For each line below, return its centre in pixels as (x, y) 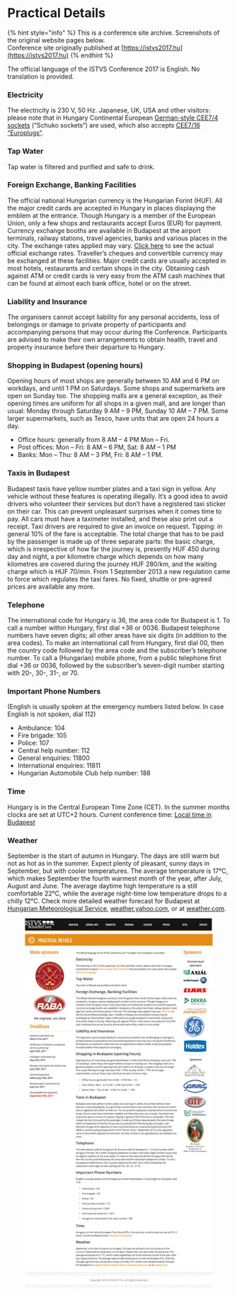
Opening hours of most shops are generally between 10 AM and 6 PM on (113, 381)
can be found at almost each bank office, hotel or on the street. (99, 283)
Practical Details (57, 13)
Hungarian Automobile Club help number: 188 (84, 773)
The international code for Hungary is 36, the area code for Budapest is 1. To (119, 621)
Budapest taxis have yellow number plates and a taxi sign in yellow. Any (112, 488)
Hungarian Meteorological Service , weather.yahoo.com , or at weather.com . (117, 908)
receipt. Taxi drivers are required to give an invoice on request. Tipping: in (115, 526)
